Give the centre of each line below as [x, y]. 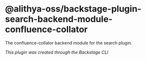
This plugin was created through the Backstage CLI [57, 52]
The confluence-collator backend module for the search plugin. [69, 43]
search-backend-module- [59, 19]
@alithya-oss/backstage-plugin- [73, 9]
